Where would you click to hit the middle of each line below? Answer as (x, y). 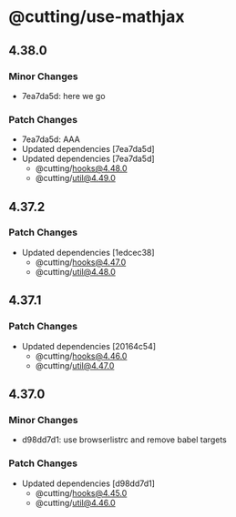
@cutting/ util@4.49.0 (75, 178)
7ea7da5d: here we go (63, 96)
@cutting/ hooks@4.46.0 (81, 356)
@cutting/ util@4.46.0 (75, 502)
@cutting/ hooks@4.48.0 (82, 168)
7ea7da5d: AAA (51, 139)
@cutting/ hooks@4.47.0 (81, 262)
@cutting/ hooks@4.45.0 (81, 492)
